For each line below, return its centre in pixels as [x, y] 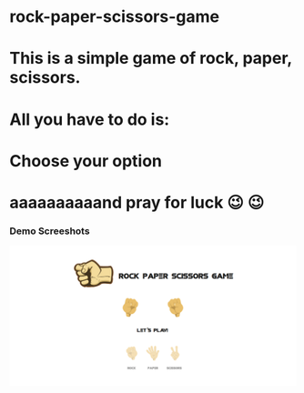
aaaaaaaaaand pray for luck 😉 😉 [137, 202]
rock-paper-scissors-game [115, 17]
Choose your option [86, 161]
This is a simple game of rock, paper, [151, 59]
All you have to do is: [90, 119]
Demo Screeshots [50, 231]
